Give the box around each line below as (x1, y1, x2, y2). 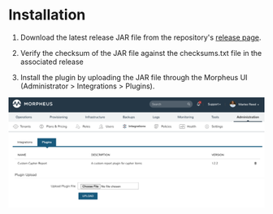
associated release (19, 57, 84, 66)
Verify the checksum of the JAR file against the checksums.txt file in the (19, 48, 262, 58)
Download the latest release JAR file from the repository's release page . (19, 32, 262, 42)
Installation (8, 6, 86, 24)
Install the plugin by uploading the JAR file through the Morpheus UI (19, 72, 248, 82)
